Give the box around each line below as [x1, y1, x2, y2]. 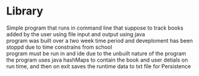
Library [6, 4, 44, 18]
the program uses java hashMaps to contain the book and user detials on [6, 56, 189, 63]
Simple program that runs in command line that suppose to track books [6, 24, 183, 31]
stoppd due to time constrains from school [6, 43, 113, 51]
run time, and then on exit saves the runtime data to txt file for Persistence [6, 62, 191, 70]
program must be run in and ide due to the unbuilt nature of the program [6, 49, 186, 57]
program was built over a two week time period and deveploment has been [6, 37, 194, 44]
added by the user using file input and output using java [6, 30, 145, 37]
